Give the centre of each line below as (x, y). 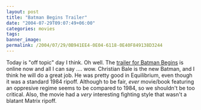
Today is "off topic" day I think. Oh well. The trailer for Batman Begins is (95, 62)
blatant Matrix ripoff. (32, 100)
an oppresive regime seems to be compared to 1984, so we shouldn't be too (101, 88)
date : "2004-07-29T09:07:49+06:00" (51, 23)
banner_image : (24, 40)
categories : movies (31, 29)
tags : (13, 34)
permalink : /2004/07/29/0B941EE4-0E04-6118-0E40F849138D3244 (85, 46)
